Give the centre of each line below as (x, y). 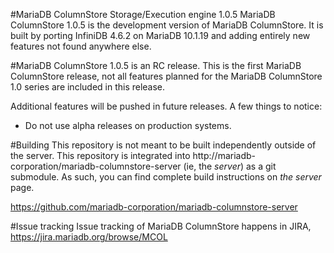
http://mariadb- (224, 155)
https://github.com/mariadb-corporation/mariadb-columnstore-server (154, 207)
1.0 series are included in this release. (88, 87)
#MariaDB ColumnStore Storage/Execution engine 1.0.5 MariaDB (143, 14)
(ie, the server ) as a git (230, 166)
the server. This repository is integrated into (100, 155)
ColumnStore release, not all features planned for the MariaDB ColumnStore (166, 76)
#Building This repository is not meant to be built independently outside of (163, 145)
